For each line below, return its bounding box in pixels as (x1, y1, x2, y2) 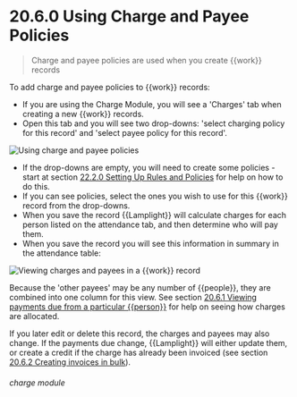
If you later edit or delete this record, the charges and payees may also (9, 328, 270, 339)
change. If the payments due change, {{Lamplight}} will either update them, (9, 337, 288, 348)
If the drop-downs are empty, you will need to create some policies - (21, 162, 276, 173)
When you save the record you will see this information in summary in (21, 238, 279, 249)
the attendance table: (21, 248, 101, 258)
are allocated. (9, 310, 60, 321)
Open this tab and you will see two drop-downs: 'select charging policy (21, 118, 285, 129)
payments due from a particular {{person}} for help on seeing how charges (9, 301, 286, 312)
